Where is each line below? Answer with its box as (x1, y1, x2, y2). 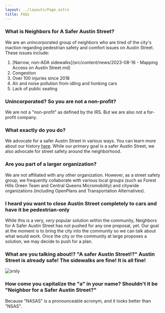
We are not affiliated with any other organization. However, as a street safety (5, 172, 161, 178)
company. (17, 115, 37, 120)
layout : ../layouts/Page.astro (5, 7, 69, 12)
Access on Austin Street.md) (12, 65, 70, 71)
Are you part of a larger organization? (5, 161, 97, 168)
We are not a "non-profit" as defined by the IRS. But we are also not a (5, 109, 146, 115)
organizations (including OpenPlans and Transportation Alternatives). (5, 188, 145, 194)
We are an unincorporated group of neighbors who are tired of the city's (5, 39, 152, 45)
